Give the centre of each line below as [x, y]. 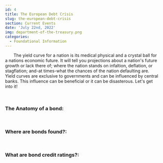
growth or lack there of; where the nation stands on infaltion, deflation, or [79, 65]
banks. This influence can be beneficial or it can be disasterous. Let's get [79, 81]
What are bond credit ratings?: [42, 155]
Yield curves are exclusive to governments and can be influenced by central [81, 76]
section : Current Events [30, 23]
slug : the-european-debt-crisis [38, 19]
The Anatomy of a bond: [34, 108]
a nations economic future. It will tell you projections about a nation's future [81, 60]
